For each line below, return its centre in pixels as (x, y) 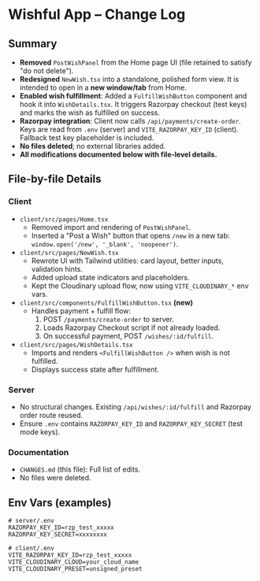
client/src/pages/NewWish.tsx (69, 253)
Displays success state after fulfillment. (95, 369)
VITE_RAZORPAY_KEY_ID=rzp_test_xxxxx (70, 555)
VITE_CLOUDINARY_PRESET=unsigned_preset (76, 569)
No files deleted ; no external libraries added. (93, 146)
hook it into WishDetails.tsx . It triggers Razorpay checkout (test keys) (133, 104)
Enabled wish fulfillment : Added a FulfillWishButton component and (133, 96)
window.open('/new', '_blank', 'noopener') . (105, 244)
